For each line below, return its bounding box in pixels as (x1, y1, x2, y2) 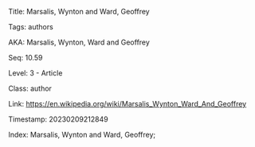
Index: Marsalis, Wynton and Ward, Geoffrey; (8, 130, 156, 139)
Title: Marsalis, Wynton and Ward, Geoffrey (8, 7, 150, 16)
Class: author (8, 83, 52, 93)
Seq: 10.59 (8, 53, 43, 62)
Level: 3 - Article (8, 68, 63, 78)
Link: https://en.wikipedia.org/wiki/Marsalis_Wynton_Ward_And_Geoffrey (8, 99, 247, 108)
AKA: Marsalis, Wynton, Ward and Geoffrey (8, 37, 150, 47)
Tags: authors (8, 22, 53, 31)
